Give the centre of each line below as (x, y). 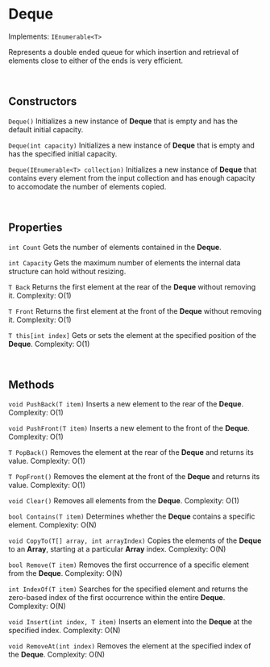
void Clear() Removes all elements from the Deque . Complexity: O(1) (124, 501)
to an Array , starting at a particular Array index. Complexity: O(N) (117, 549)
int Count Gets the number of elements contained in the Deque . (115, 247)
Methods (31, 384)
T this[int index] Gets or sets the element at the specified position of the (132, 335)
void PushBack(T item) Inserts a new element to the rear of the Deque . (126, 404)
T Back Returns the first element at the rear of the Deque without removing (132, 286)
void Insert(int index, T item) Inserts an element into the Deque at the (130, 622)
